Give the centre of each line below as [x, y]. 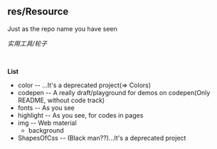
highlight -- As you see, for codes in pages [80, 115]
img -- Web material [47, 123]
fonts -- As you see [46, 107]
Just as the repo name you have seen [62, 28]
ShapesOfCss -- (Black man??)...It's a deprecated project [102, 138]
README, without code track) [61, 100]
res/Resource [38, 12]
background [46, 130]
